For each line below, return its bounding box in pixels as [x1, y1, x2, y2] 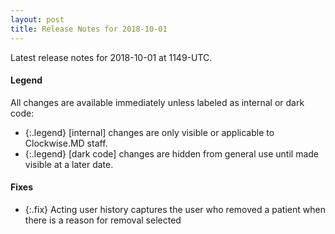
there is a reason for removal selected [24, 214, 182, 226]
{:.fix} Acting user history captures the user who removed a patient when [24, 203, 326, 215]
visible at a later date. [24, 158, 114, 170]
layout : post [10, 14, 65, 25]
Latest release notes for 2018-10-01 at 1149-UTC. [10, 51, 213, 63]
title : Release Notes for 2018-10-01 [10, 24, 168, 34]
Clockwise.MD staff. [24, 137, 108, 149]
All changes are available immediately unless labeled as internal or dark [10, 96, 305, 108]
